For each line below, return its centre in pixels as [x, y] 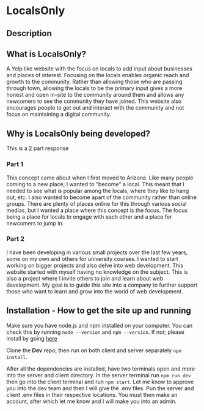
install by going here [32, 338]
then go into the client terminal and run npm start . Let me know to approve [100, 382]
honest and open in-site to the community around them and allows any [95, 95]
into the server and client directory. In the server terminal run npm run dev [99, 375]
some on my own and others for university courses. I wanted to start [92, 258]
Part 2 [16, 239]
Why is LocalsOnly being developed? [78, 133]
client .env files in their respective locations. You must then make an [92, 394]
